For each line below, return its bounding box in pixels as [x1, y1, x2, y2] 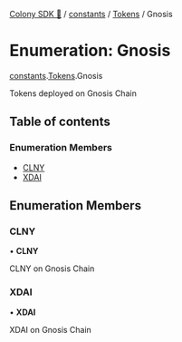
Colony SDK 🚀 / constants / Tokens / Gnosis [9, 9, 174, 19]
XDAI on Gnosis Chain [9, 324, 92, 335]
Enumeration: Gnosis [9, 41, 171, 61]
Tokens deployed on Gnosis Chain [9, 87, 138, 99]
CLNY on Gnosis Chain [9, 263, 95, 274]
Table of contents [9, 114, 110, 130]
